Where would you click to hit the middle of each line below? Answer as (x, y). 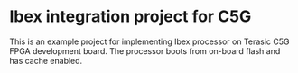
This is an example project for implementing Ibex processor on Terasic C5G (150, 41)
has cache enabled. (46, 60)
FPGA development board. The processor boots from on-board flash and (145, 50)
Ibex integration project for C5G (130, 17)
